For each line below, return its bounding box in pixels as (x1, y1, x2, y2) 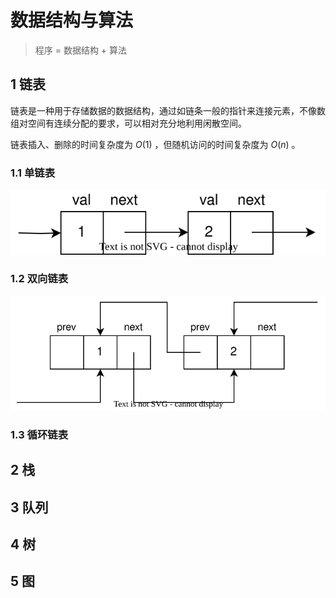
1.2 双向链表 (10, 272, 69, 286)
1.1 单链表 (10, 166, 56, 180)
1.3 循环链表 (10, 427, 69, 441)
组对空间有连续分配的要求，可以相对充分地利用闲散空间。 (10, 117, 247, 129)
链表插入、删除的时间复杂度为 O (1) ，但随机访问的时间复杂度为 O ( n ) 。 (10, 138, 301, 150)
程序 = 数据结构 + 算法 (34, 44, 128, 56)
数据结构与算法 (10, 9, 134, 32)
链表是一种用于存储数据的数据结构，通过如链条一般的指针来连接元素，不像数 (10, 104, 326, 116)
